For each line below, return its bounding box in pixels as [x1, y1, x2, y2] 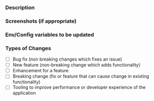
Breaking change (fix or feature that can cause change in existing [12, 73, 149, 79]
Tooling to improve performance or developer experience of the [12, 84, 146, 90]
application [12, 90, 36, 96]
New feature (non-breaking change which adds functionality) [12, 62, 141, 68]
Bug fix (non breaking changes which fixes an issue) [12, 56, 123, 62]
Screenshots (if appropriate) [5, 17, 77, 24]
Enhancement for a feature [12, 68, 69, 74]
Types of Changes [5, 44, 52, 52]
